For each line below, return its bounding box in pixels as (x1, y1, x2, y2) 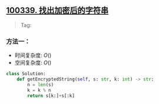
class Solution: (6, 71, 46, 77)
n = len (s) (27, 82, 54, 88)
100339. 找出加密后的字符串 (6, 5, 109, 16)
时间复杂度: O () (14, 52, 52, 59)
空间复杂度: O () (14, 59, 52, 66)
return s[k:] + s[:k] (27, 93, 75, 99)
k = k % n (27, 87, 51, 93)
